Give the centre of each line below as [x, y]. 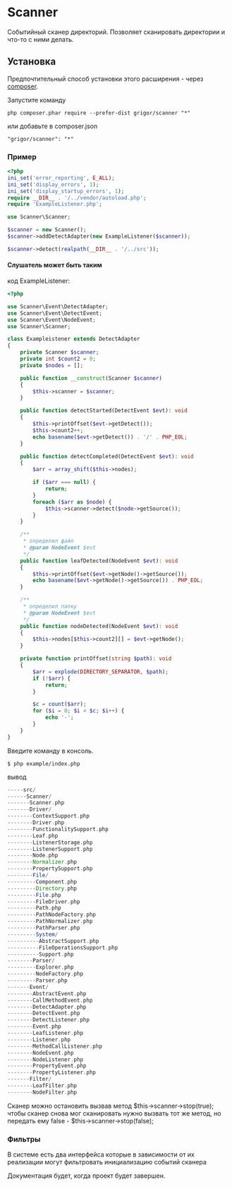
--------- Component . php [42, 881]
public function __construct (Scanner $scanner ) [91, 378]
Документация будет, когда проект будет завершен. [86, 1176]
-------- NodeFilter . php [42, 1092]
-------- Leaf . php [33, 835]
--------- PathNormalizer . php [50, 921]
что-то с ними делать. [41, 39]
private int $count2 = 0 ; [58, 359]
